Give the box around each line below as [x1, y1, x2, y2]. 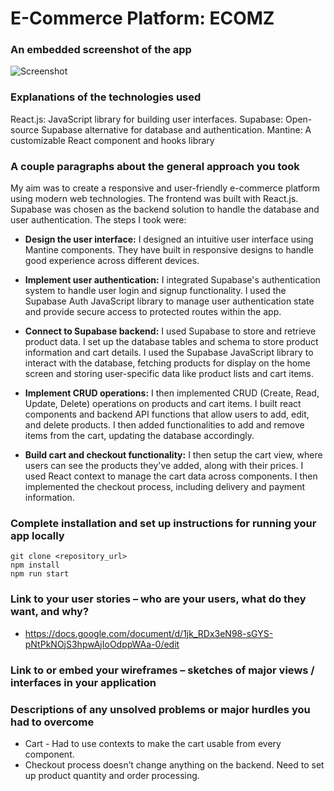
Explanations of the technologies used [10, 90, 202, 104]
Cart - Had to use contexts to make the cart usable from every [24, 737, 282, 749]
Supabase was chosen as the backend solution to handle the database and [10, 203, 320, 216]
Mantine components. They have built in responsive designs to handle [24, 244, 314, 256]
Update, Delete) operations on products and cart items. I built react [24, 398, 302, 410]
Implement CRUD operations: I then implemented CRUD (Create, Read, [24, 387, 320, 399]
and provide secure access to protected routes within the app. [24, 306, 282, 318]
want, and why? [10, 605, 90, 619]
